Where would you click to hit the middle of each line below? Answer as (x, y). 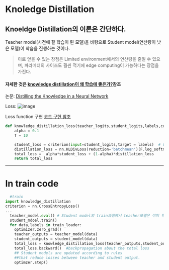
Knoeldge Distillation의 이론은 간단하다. (66, 29)
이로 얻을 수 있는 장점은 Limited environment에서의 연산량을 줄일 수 (84, 59)
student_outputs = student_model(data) (56, 239)
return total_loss (33, 159)
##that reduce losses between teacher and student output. (77, 257)
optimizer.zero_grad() (38, 230)
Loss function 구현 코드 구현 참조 (38, 117)
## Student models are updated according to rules (68, 253)
